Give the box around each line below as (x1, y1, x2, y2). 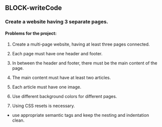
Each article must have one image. (12, 84, 82, 90)
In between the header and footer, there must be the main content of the (12, 60, 158, 66)
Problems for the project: (5, 30, 57, 36)
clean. (12, 117, 25, 123)
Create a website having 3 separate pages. (5, 18, 108, 25)
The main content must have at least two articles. (12, 75, 111, 80)
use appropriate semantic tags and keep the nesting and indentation (12, 112, 149, 118)
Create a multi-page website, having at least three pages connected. (12, 41, 150, 47)
